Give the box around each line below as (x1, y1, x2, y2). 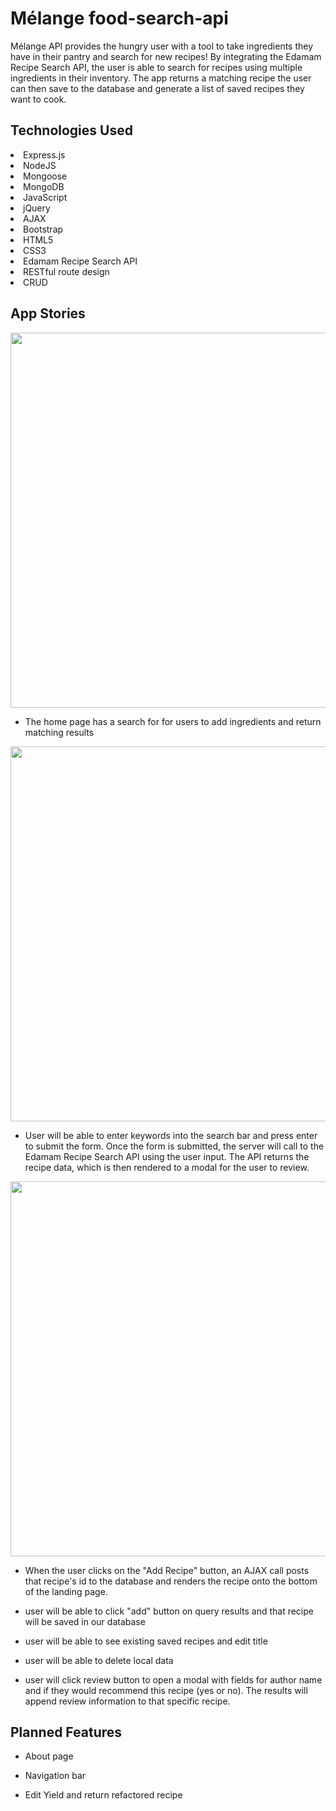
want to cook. (10, 93, 67, 105)
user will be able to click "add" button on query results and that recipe (24, 1605, 314, 1617)
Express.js (23, 148, 66, 161)
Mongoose (23, 170, 68, 182)
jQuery (23, 202, 51, 214)
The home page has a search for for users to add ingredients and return (24, 715, 322, 727)
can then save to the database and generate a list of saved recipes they (10, 82, 305, 94)
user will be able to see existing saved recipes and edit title (24, 1635, 268, 1647)
